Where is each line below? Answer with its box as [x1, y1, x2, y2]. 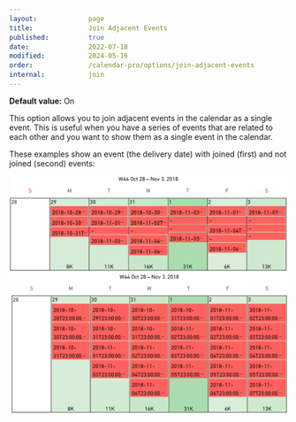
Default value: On [9, 96, 75, 106]
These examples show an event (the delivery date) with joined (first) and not [9, 149, 287, 159]
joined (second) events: [9, 157, 95, 168]
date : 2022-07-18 [9, 42, 128, 51]
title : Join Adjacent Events [9, 23, 168, 33]
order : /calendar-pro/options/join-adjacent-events [9, 61, 254, 70]
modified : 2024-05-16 [9, 51, 128, 61]
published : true [9, 33, 104, 42]
